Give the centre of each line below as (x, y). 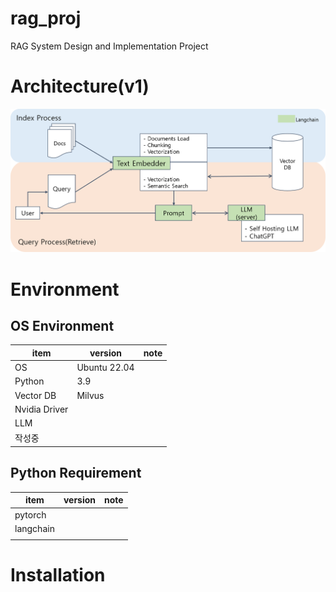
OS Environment (62, 326)
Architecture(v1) (80, 86)
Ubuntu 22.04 (105, 368)
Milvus (90, 395)
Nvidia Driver (41, 409)
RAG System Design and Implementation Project (109, 46)
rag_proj (46, 18)
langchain (34, 528)
